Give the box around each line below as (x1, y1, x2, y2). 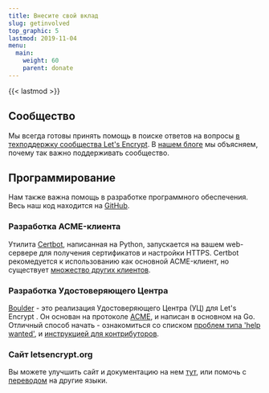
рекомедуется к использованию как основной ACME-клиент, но (8, 256, 230, 266)
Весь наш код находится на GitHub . (8, 201, 130, 211)
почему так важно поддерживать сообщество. (8, 148, 170, 158)
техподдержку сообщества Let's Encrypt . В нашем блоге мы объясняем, (8, 139, 259, 149)
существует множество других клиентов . (8, 264, 151, 274)
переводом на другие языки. (8, 375, 108, 386)
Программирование (8, 170, 116, 185)
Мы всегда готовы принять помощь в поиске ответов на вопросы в (8, 130, 240, 141)
